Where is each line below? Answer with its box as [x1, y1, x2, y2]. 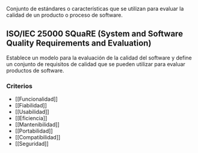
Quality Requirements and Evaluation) [6, 38, 152, 49]
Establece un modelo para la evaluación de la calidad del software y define [6, 54, 192, 61]
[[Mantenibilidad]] [14, 121, 60, 128]
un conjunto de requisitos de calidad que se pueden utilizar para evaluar [6, 60, 185, 68]
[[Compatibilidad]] [14, 134, 61, 141]
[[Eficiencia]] [14, 115, 48, 122]
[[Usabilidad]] [14, 108, 49, 116]
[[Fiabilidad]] [14, 102, 47, 109]
